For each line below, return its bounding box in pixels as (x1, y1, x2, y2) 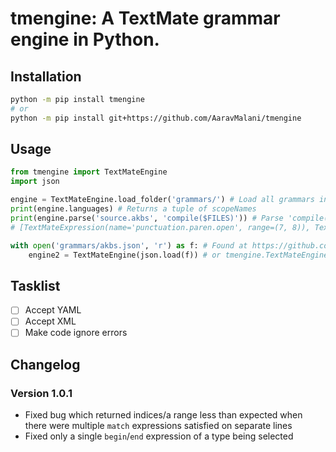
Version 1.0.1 (10, 386, 73, 400)
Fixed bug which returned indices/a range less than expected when (24, 409, 303, 421)
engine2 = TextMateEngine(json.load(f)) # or (28, 250, 222, 260)
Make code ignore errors (24, 327, 128, 339)
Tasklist (10, 277, 61, 294)
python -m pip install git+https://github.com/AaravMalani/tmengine (10, 113, 302, 123)
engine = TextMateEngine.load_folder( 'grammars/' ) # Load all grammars (10, 195, 315, 205)
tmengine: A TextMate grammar (10, 7, 281, 30)
